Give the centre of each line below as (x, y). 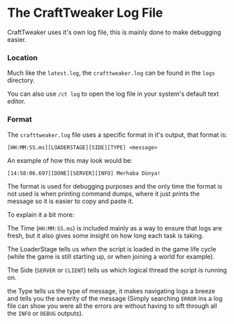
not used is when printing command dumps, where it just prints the (104, 193)
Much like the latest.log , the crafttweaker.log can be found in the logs (111, 73)
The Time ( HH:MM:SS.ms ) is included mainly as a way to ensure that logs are (115, 228)
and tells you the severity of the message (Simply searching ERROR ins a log (115, 298)
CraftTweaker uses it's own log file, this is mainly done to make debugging (114, 32)
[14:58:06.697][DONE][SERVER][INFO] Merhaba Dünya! (84, 173)
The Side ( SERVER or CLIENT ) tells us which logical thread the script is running (117, 270)
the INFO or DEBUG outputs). (45, 313)
